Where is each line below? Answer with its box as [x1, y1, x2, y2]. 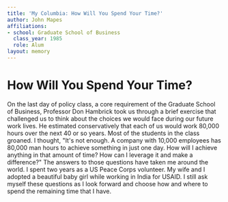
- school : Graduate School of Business [7, 29, 121, 36]
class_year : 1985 [13, 35, 63, 42]
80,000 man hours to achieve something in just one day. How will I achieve [7, 143, 218, 151]
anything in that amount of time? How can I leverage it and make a [7, 151, 193, 159]
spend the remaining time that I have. [7, 187, 112, 195]
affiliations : [7, 23, 48, 29]
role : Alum [13, 42, 44, 48]
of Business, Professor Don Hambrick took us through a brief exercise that [7, 107, 216, 115]
